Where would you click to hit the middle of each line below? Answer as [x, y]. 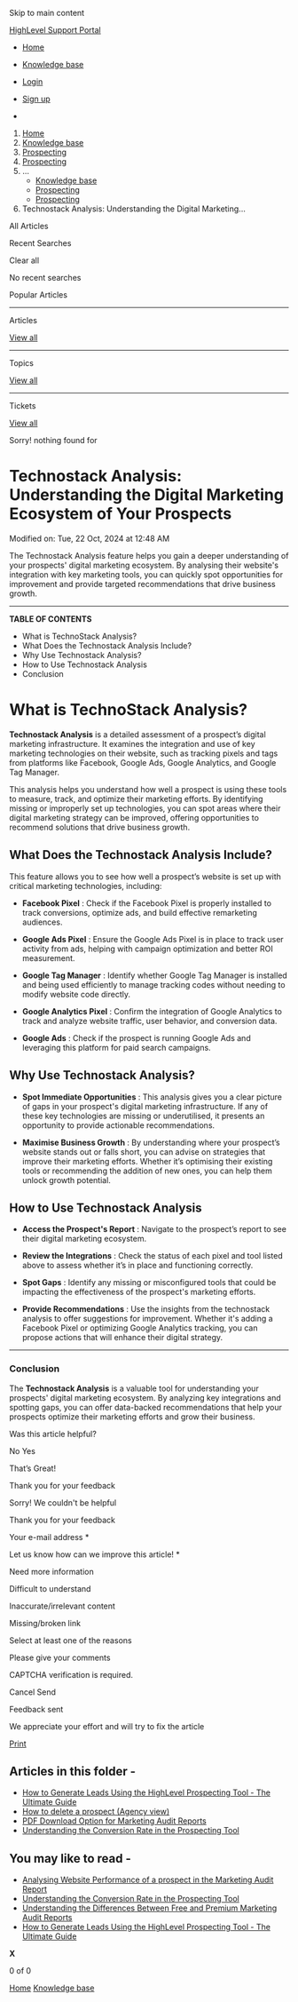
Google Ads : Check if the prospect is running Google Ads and [136, 1037]
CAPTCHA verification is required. [71, 1674]
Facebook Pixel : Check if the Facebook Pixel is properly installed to [147, 903]
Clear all [24, 260]
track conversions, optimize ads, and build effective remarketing [139, 912]
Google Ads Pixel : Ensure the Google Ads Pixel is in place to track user [153, 939]
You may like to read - [70, 1859]
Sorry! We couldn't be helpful [63, 1502]
